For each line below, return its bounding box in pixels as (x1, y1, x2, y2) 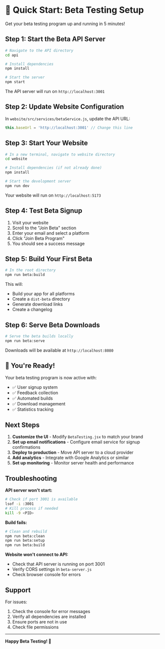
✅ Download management (12, 401, 66, 406)
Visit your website (12, 219, 49, 225)
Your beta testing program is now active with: (5, 374, 97, 380)
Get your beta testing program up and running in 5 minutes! (5, 21, 125, 27)
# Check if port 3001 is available (5, 497, 78, 502)
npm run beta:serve (5, 338, 45, 343)
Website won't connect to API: (5, 552, 69, 557)
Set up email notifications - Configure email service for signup (12, 439, 140, 445)
